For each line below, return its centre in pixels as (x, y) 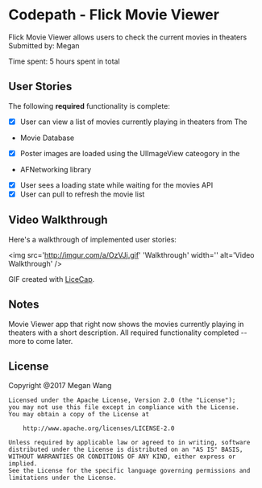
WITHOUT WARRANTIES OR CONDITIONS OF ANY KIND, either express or (122, 457)
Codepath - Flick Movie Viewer (114, 15)
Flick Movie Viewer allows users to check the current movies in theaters (128, 37)
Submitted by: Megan (44, 45)
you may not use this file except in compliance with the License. (124, 407)
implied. (23, 464)
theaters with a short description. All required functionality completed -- (128, 333)
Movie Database (47, 138)
